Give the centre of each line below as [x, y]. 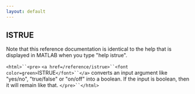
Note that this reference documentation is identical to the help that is [89, 49]
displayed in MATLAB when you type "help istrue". [67, 55]
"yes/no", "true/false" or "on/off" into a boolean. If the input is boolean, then [98, 79]
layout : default [26, 11]
